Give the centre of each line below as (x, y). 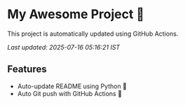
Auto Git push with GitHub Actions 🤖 (70, 93)
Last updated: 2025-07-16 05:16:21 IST (64, 47)
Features (27, 69)
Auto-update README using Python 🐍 (72, 86)
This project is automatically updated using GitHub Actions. (93, 34)
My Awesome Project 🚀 (76, 14)
